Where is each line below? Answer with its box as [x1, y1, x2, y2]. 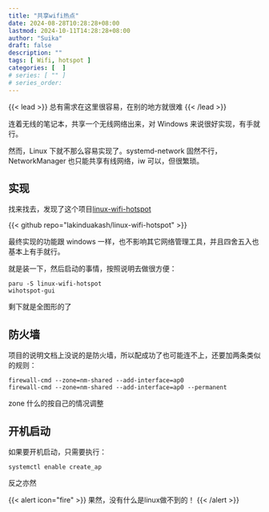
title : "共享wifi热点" [8, 11, 79, 20]
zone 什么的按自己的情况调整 [8, 398, 104, 409]
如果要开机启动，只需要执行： [8, 446, 106, 457]
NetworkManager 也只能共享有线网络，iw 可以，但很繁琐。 [8, 155, 204, 165]
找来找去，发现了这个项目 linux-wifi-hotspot [8, 204, 152, 214]
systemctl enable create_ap [8, 462, 102, 471]
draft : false [8, 42, 52, 50]
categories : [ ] [8, 64, 66, 72]
